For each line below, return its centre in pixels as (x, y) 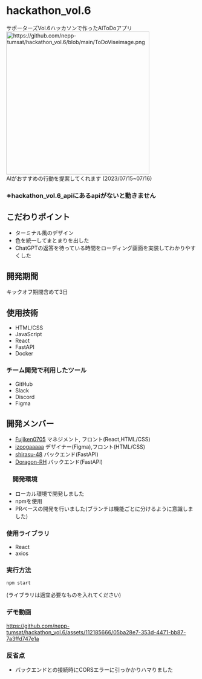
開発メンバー (30, 424)
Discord (25, 397)
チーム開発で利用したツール (47, 371)
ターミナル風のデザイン (44, 233)
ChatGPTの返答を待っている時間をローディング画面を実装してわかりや (103, 248)
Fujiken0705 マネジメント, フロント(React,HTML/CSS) (83, 440)
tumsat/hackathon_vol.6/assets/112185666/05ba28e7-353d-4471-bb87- (96, 632)
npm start (19, 583)
